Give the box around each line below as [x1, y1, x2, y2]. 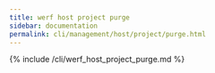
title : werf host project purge [9, 12, 130, 22]
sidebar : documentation [9, 21, 99, 30]
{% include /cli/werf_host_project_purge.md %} [9, 54, 185, 65]
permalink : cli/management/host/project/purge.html [9, 29, 206, 38]
